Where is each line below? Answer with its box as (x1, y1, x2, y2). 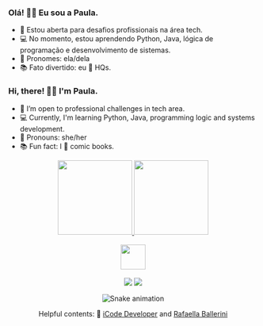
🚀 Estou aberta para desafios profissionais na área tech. (19, 25, 204, 35)
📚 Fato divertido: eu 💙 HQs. (19, 63, 112, 72)
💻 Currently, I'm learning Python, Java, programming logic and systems (19, 113, 255, 122)
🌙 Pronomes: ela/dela (19, 54, 90, 63)
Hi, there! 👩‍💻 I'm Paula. (8, 86, 98, 97)
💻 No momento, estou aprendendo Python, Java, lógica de (19, 34, 214, 44)
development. (19, 124, 65, 133)
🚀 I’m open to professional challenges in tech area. (19, 103, 185, 113)
